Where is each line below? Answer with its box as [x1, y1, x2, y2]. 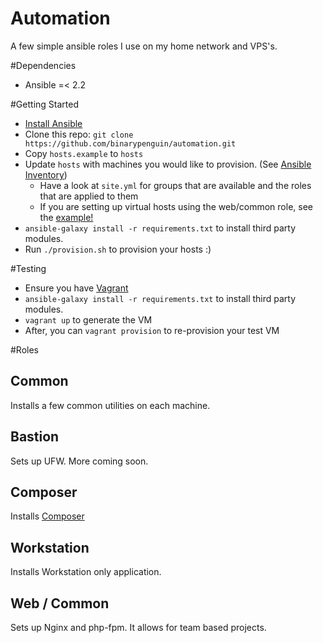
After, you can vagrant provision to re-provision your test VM [24, 324, 280, 336]
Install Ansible [24, 117, 83, 129]
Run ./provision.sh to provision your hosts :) [24, 243, 212, 255]
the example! [39, 211, 94, 223]
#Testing [10, 262, 47, 274]
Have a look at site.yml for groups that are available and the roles [39, 179, 312, 191]
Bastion [10, 428, 60, 446]
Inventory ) [24, 168, 68, 181]
